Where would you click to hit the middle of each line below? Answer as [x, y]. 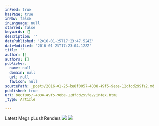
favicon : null [23, 81]
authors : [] [17, 59]
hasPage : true [19, 14]
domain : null [22, 73]
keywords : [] [18, 32]
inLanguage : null [22, 23]
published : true [21, 91]
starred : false [20, 28]
